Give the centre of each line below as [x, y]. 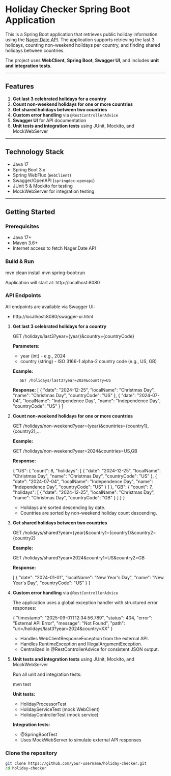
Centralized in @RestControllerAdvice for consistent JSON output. [90, 649]
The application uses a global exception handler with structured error [85, 602]
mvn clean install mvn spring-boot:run [45, 273]
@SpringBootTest [39, 734]
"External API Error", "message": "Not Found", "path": [69, 623]
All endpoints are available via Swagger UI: [50, 307]
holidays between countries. [35, 50]
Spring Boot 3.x [29, 169]
